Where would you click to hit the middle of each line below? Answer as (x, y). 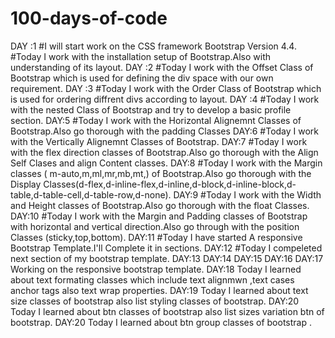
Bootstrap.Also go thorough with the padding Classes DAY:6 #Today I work (165, 131)
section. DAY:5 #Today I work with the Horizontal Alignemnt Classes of (156, 120)
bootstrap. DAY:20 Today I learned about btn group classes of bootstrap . (161, 322)
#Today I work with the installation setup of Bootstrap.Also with (141, 56)
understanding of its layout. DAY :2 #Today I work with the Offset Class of (162, 67)
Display (26, 184)
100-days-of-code (89, 18)
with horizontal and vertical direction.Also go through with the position (155, 226)
